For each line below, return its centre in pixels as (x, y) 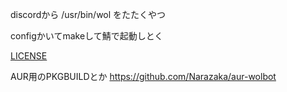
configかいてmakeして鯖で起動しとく (87, 36)
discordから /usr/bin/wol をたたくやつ (88, 14)
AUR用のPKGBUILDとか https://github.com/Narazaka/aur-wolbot (143, 76)
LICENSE (29, 56)
